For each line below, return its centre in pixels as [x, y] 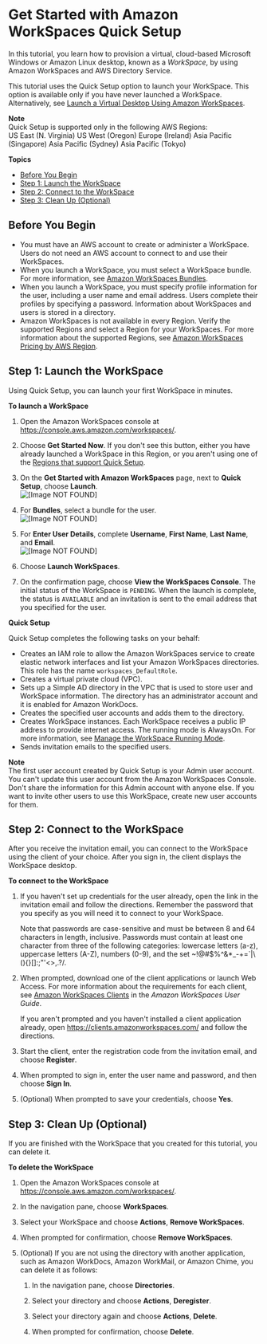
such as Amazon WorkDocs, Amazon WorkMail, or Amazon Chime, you [136, 1262]
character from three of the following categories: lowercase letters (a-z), [139, 945]
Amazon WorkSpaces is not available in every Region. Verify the [125, 320]
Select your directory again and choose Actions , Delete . [124, 1316]
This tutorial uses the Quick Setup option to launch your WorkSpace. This [129, 86]
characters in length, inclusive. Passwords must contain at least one [131, 937]
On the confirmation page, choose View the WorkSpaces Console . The [138, 582]
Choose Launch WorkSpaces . [70, 566]
